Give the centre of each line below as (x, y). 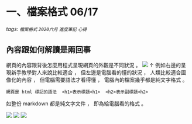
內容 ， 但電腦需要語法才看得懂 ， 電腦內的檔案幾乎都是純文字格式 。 (104, 80)
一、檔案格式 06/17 (52, 12)
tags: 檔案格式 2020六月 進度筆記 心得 (47, 29)
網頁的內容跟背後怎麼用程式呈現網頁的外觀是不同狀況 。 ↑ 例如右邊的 (94, 65)
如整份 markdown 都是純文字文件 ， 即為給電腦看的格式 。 (76, 104)
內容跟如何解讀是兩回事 (48, 50)
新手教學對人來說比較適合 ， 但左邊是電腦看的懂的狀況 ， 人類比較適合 (96, 72)
